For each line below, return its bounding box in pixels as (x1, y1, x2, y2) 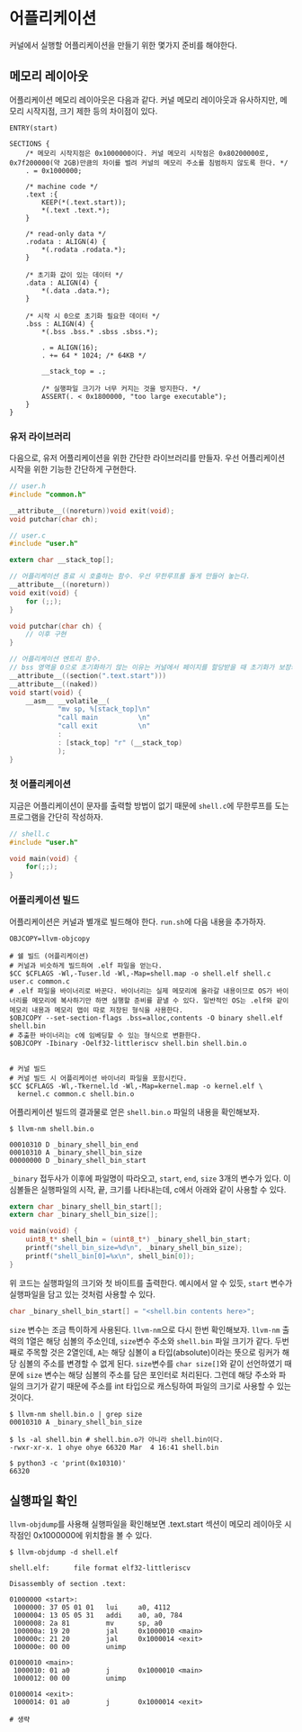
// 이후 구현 (25, 630, 67, 639)
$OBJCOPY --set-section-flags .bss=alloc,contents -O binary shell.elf (9, 1013, 283, 1022)
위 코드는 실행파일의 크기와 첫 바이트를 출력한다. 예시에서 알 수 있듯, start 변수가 (9, 1277, 293, 1288)
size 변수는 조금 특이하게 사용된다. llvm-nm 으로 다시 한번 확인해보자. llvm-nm (9, 1324, 280, 1335)
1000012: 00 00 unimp (13, 1674, 127, 1683)
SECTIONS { (9, 139, 50, 149)
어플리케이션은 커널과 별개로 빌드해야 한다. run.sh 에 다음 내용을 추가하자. (9, 916, 267, 927)
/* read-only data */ (25, 229, 106, 239)
